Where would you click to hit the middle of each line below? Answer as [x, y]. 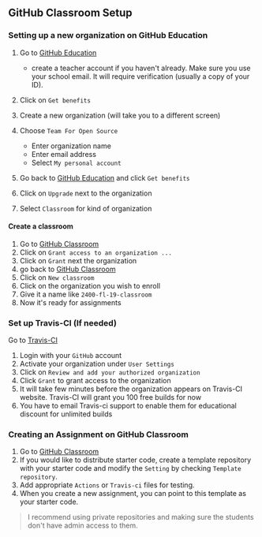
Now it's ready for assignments [70, 302]
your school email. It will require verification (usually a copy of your [140, 76]
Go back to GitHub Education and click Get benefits [105, 177]
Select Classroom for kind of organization [86, 208]
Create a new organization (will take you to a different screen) [120, 115]
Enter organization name [71, 146]
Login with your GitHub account [71, 356]
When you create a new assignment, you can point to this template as [133, 494]
